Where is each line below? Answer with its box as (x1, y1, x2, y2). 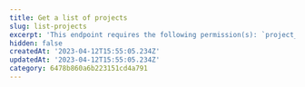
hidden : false (9, 38, 64, 48)
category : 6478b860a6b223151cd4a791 (9, 64, 148, 73)
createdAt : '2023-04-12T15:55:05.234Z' (9, 47, 161, 56)
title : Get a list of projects (9, 13, 128, 23)
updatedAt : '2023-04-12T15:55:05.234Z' (9, 55, 161, 64)
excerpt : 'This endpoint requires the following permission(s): (9, 30, 258, 39)
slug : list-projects (9, 22, 88, 31)
